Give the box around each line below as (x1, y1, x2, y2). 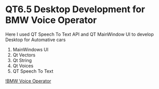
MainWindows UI (12, 46, 49, 52)
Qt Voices (12, 63, 34, 69)
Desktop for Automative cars (5, 37, 66, 43)
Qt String (12, 57, 32, 63)
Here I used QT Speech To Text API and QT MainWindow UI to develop (5, 31, 154, 37)
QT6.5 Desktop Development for (5, 4, 145, 15)
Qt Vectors (12, 52, 36, 58)
